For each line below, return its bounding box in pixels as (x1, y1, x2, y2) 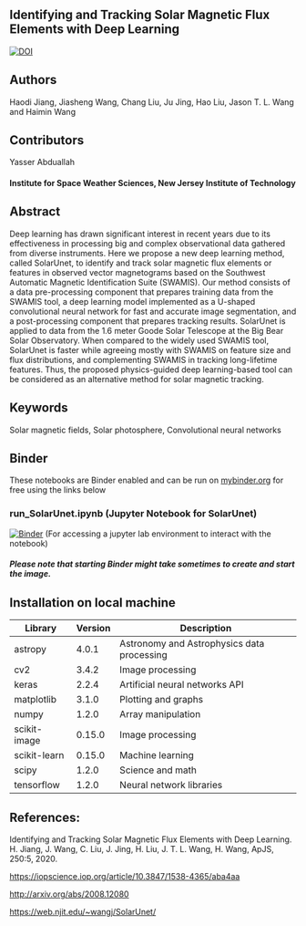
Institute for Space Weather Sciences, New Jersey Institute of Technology (9, 178, 296, 189)
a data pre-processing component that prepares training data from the (9, 286, 274, 297)
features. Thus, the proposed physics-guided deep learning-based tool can (9, 364, 293, 375)
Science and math (119, 764, 198, 776)
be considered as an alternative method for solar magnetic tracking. (9, 373, 264, 384)
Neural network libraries (119, 779, 223, 792)
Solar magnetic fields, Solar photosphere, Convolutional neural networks (9, 424, 282, 435)
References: (9, 809, 80, 825)
